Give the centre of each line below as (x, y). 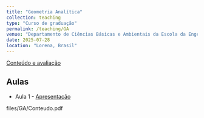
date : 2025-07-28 (28, 40)
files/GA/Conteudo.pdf (35, 108)
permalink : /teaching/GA (38, 29)
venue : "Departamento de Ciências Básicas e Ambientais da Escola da (96, 34)
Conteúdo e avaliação (34, 63)
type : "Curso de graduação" (42, 23)
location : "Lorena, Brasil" (42, 46)
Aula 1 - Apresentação (43, 96)
